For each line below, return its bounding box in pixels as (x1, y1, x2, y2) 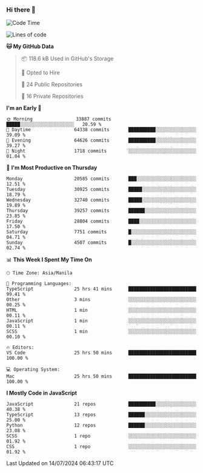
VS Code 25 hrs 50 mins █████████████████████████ (6, 350, 197, 356)
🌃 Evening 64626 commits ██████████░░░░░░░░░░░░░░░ (6, 137, 197, 143)
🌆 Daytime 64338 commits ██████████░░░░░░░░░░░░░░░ (6, 127, 197, 133)
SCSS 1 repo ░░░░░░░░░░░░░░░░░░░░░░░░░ (6, 433, 197, 440)
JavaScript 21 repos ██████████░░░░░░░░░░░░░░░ (6, 401, 197, 407)
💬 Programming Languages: (6, 281, 72, 287)
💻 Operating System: (6, 367, 61, 373)
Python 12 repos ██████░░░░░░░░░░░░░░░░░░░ (6, 423, 197, 429)
